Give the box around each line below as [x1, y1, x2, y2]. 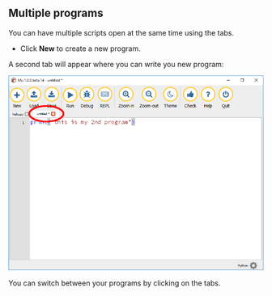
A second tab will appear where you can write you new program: [8, 59, 224, 69]
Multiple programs [8, 6, 104, 20]
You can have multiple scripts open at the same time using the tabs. [8, 27, 235, 37]
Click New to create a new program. [19, 44, 142, 53]
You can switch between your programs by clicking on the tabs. [8, 278, 221, 288]
